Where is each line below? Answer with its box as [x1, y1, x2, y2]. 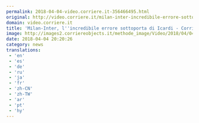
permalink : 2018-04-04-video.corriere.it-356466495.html [6, 8, 150, 15]
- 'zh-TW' [8, 91, 33, 97]
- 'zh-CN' [8, 86, 33, 92]
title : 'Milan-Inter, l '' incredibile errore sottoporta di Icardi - [6, 25, 179, 31]
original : [6, 14, 31, 20]
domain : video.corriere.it [6, 20, 73, 25]
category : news [6, 42, 44, 48]
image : [6, 31, 23, 37]
